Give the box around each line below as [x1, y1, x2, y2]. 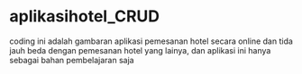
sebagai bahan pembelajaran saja [9, 54, 134, 65]
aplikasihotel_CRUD [9, 6, 160, 27]
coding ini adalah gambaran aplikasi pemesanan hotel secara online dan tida [9, 36, 293, 46]
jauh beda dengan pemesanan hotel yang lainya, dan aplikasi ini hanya [9, 45, 271, 55]
